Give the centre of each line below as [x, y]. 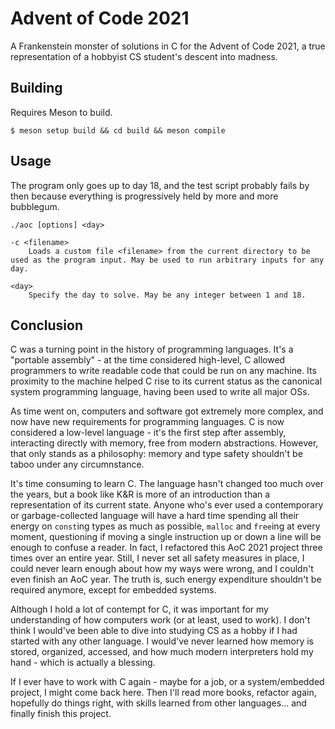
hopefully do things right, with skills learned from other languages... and [158, 703]
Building [36, 88]
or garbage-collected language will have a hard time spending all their [155, 516]
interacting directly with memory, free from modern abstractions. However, [164, 443]
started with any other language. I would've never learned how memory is [162, 641]
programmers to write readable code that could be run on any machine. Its [163, 371]
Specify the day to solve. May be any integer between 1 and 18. [167, 295]
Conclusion [47, 325]
